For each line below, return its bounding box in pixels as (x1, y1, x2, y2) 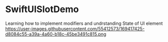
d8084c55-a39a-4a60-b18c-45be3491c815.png (5, 31, 107, 37)
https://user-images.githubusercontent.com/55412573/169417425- (5, 25, 145, 31)
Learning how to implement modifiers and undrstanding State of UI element (5, 20, 163, 26)
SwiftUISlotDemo (5, 4, 79, 15)
